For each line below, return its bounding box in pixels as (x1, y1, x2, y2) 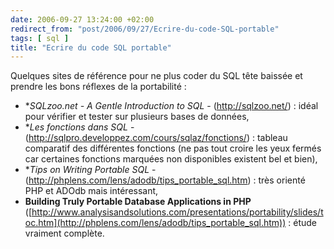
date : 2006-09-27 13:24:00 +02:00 (10, 14, 155, 25)
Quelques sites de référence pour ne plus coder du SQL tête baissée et (10, 70, 303, 82)
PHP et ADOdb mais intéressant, (24, 185, 159, 197)
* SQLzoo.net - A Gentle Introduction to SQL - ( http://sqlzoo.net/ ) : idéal (24, 100, 319, 112)
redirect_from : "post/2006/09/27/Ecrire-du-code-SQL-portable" (10, 24, 280, 34)
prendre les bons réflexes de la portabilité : (10, 81, 187, 93)
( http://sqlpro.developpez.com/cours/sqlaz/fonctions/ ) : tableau (24, 132, 288, 144)
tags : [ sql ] (10, 33, 70, 43)
